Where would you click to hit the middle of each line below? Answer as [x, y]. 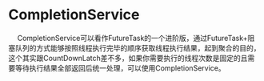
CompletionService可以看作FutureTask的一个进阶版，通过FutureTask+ [132, 38]
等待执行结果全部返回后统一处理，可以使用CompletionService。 [120, 68]
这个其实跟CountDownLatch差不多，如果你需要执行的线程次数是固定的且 [128, 58]
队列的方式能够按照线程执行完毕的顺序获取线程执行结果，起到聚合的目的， [138, 48]
